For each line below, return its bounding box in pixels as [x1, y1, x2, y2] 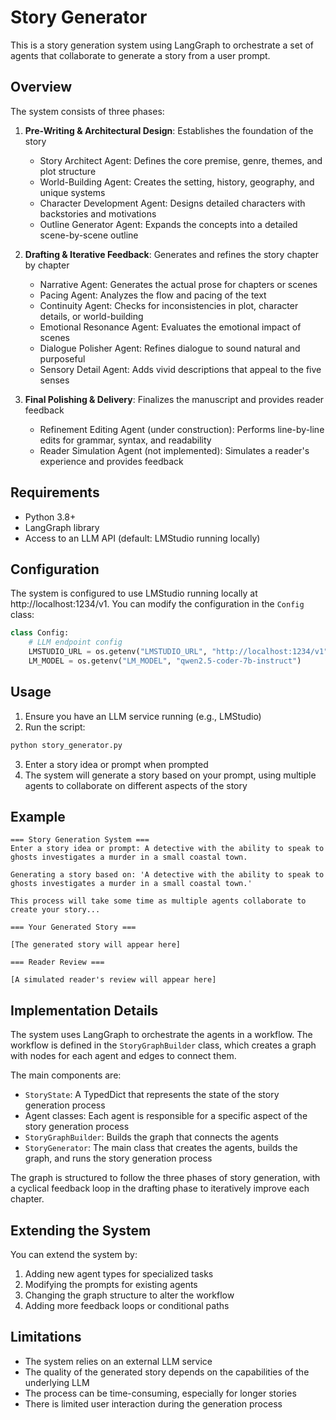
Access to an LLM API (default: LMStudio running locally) [24, 532, 261, 544]
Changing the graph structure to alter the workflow [24, 1289, 235, 1301]
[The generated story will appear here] [10, 940, 182, 950]
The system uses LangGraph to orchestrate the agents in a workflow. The [10, 1029, 313, 1041]
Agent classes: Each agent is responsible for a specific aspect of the [24, 1110, 308, 1122]
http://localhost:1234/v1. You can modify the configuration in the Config [10, 598, 305, 610]
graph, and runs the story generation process [24, 1152, 213, 1165]
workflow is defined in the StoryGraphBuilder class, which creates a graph [10, 1039, 317, 1051]
